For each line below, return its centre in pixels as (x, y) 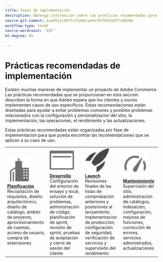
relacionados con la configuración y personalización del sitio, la (69, 115)
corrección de (137, 227)
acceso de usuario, (26, 232)
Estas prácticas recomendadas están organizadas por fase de (67, 130)
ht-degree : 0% (19, 36)
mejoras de (134, 217)
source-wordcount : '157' (30, 31)
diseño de (17, 207)
